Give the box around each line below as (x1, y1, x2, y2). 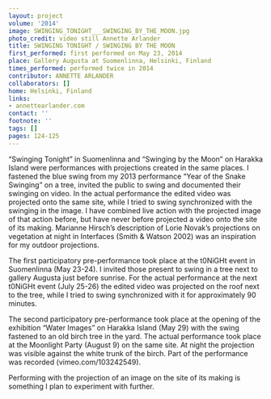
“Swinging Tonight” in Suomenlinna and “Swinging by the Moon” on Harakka (8, 154, 264, 164)
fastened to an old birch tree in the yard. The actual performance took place (8, 331, 261, 341)
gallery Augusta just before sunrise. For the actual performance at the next (8, 272, 257, 283)
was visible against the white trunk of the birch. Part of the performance (8, 348, 248, 358)
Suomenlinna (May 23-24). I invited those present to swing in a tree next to (8, 264, 259, 274)
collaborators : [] (8, 79, 70, 87)
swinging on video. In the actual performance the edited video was (8, 188, 231, 198)
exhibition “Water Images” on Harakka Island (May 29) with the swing (8, 322, 240, 332)
